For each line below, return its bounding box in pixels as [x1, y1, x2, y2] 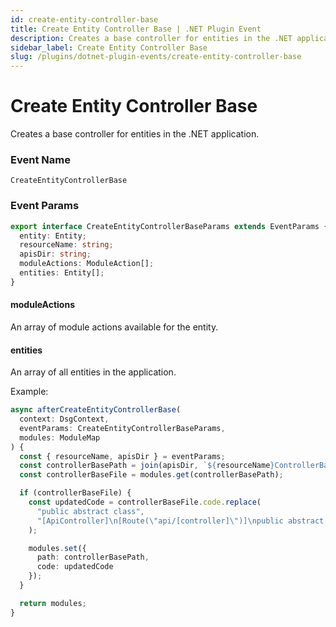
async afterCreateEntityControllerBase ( [10, 405, 182, 415]
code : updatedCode [36, 562, 114, 572]
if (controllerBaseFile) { [19, 488, 132, 498]
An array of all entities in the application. [10, 366, 177, 378]
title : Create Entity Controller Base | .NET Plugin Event [10, 24, 262, 34]
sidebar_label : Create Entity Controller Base [10, 42, 208, 53]
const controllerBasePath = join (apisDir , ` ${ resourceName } [19, 461, 275, 471]
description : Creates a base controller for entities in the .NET [10, 33, 293, 43]
